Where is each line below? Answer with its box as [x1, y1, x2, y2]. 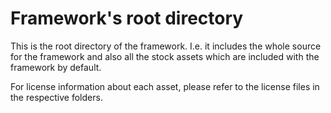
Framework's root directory [10, 7, 244, 30]
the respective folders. [10, 91, 103, 103]
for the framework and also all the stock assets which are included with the [10, 50, 320, 62]
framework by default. [10, 61, 102, 73]
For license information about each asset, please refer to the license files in [10, 80, 320, 92]
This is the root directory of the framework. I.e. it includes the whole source [10, 40, 322, 52]
